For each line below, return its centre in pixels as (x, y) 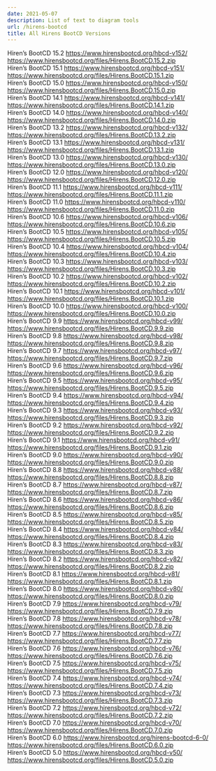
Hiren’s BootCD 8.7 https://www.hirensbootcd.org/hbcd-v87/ (95, 485)
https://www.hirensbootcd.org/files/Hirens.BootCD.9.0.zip (91, 462)
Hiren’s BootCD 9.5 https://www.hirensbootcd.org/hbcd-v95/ (95, 381)
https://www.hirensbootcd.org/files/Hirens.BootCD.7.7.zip (90, 641)
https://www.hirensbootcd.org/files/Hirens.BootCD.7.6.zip (90, 656)
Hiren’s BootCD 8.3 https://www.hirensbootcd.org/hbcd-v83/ (95, 544)
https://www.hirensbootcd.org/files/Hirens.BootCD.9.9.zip (91, 328)
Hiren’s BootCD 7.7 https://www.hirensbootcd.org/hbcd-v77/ (94, 634)
